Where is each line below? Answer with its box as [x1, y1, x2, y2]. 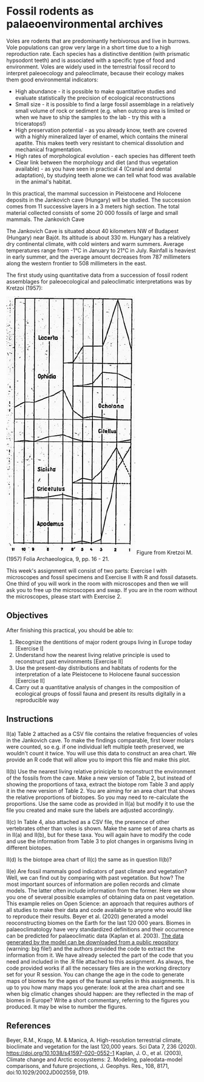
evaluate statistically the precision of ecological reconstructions [15, 94, 175, 101]
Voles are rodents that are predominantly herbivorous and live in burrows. [6, 37, 191, 44]
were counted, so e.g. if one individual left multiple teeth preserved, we [6, 743, 185, 750]
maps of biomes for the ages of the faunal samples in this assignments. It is [6, 977, 195, 984]
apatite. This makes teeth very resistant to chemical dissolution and [15, 139, 184, 146]
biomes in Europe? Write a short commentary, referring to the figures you [6, 996, 189, 1004]
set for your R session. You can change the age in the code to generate [6, 970, 185, 978]
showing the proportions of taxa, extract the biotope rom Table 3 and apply [6, 780, 194, 788]
